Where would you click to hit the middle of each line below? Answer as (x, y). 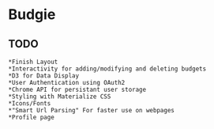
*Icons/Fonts (30, 104)
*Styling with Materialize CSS (60, 97)
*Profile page (32, 117)
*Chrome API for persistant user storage (77, 89)
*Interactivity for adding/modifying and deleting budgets (107, 69)
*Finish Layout (33, 62)
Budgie (32, 15)
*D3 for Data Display (44, 76)
